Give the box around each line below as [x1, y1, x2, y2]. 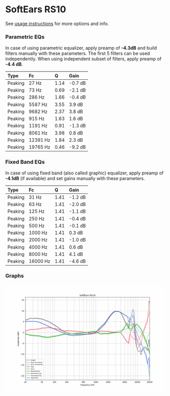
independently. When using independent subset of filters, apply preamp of [5, 56, 162, 62]
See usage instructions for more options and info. [5, 20, 109, 27]
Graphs [5, 272, 24, 279]
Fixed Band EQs [5, 158, 45, 165]
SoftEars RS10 [5, 4, 66, 15]
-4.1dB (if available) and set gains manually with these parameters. [5, 175, 145, 182]
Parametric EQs [5, 33, 45, 40]
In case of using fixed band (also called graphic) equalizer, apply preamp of [5, 170, 164, 176]
